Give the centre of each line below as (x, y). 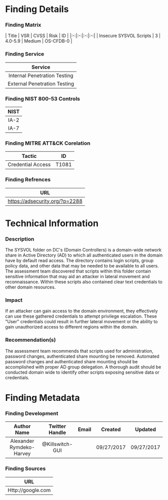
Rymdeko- (22, 447)
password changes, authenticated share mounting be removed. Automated (82, 356)
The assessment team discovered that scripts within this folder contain (78, 271)
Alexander (22, 441)
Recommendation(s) (30, 340)
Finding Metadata (42, 398)
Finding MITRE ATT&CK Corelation (48, 143)
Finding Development (32, 413)
